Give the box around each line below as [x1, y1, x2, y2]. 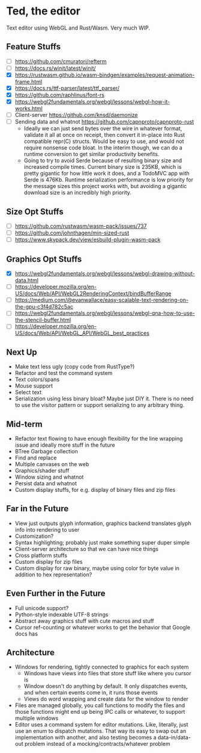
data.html [14, 277, 39, 284]
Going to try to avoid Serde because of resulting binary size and [23, 157, 182, 164]
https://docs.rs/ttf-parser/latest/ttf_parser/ [14, 84, 120, 92]
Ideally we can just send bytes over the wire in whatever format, [23, 125, 182, 132]
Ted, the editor [6, 4, 81, 18]
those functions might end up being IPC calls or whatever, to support [14, 708, 185, 716]
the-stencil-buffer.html [14, 317, 71, 324]
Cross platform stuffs [14, 552, 68, 559]
